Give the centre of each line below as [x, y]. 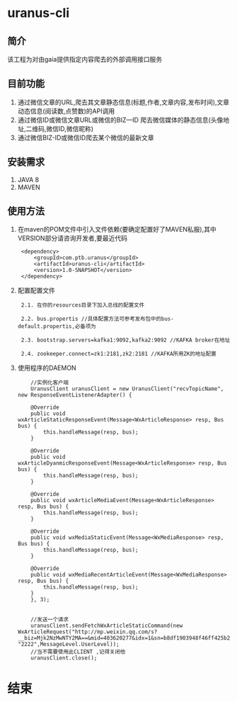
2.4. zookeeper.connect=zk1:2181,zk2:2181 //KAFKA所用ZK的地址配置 [119, 354]
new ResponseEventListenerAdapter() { [75, 395]
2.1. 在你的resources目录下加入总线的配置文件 [83, 305]
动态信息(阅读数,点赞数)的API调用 [66, 111]
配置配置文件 [36, 290]
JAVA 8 [28, 179]
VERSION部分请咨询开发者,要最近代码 [72, 238]
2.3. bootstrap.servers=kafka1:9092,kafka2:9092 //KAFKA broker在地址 [126, 340]
